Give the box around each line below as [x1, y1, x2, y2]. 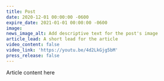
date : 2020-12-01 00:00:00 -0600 [6, 14, 89, 20]
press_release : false [6, 53, 60, 59]
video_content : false [6, 42, 60, 48]
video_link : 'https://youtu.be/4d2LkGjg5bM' [6, 47, 118, 53]
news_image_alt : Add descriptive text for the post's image [6, 31, 159, 37]
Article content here [6, 69, 55, 76]
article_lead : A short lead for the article [6, 36, 118, 42]
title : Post [6, 8, 36, 15]
